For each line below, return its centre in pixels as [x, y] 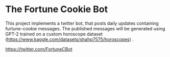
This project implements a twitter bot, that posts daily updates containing [82, 23]
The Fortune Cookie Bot [57, 9]
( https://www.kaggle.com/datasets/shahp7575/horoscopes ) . [70, 39]
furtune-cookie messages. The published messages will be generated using [85, 28]
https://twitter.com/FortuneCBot [39, 49]
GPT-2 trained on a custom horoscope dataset [54, 34]
